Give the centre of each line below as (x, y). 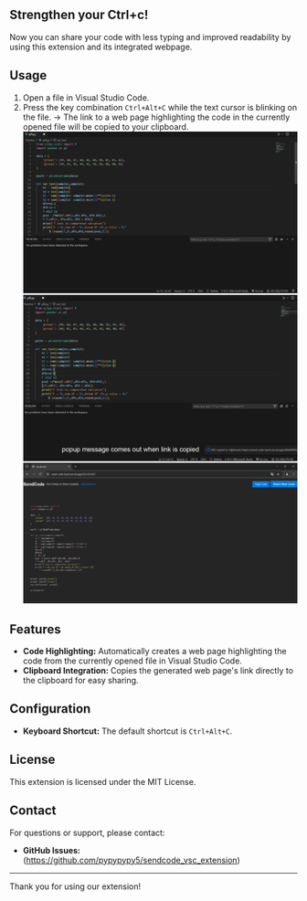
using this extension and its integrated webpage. (101, 47)
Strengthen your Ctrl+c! (79, 15)
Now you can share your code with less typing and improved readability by (150, 37)
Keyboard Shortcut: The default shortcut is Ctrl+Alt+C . (127, 731)
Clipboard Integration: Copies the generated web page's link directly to (158, 671)
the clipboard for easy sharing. (80, 681)
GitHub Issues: (51, 850)
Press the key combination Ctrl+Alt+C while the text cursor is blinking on (160, 107)
